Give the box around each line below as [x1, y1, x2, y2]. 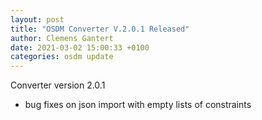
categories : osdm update [10, 52, 114, 62]
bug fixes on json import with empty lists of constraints [24, 99, 252, 111]
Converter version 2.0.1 [10, 79, 106, 91]
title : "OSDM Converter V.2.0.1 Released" [10, 24, 190, 34]
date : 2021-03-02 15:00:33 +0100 [10, 42, 150, 53]
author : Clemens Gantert [10, 33, 114, 43]
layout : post [10, 14, 65, 25]
